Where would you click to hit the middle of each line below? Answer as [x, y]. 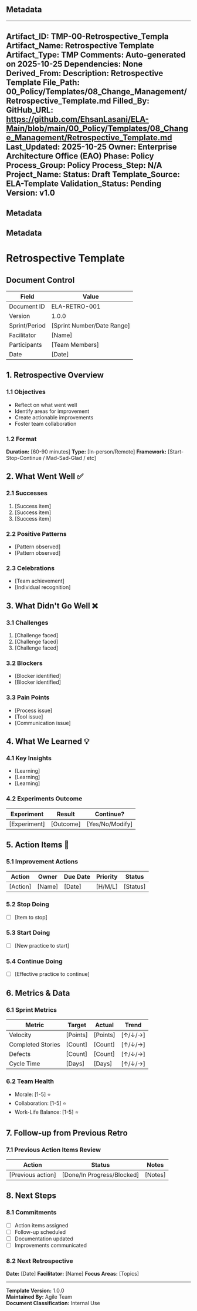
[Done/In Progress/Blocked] [101, 1174]
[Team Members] [75, 345]
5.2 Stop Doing [28, 905]
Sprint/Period [27, 325]
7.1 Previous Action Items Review [54, 1150]
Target [77, 1025]
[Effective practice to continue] [52, 974]
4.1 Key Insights [29, 758]
